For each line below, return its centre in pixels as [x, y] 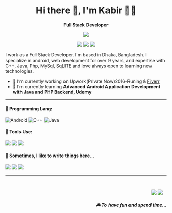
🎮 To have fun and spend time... [131, 205]
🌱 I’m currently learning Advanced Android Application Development [87, 86]
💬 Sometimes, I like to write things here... [50, 156]
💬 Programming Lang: [29, 109]
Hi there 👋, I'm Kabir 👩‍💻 [86, 11]
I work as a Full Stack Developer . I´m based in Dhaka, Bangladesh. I [76, 55]
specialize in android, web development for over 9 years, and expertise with [85, 60]
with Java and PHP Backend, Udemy [52, 92]
